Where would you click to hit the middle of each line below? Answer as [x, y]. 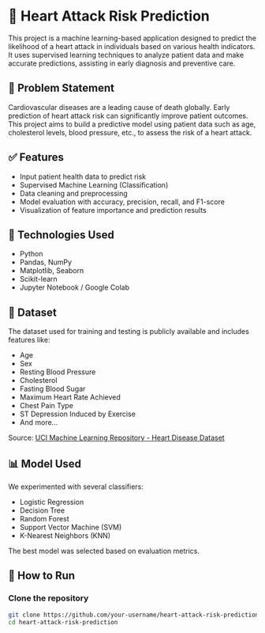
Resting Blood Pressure [58, 372]
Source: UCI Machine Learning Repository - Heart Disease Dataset [116, 438]
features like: [29, 340]
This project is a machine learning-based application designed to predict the [132, 38]
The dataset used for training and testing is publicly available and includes [129, 332]
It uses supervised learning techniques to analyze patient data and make [126, 55]
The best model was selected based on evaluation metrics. [104, 551]
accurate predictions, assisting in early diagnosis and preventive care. [122, 63]
